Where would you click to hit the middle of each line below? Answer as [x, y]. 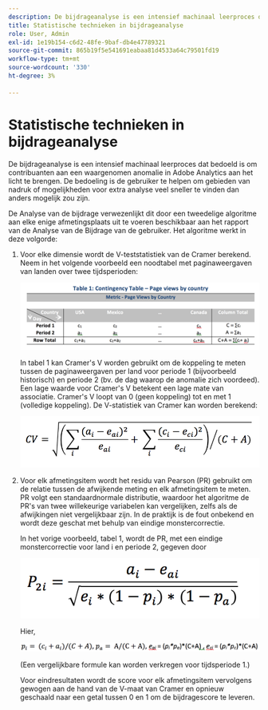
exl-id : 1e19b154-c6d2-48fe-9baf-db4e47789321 [87, 42]
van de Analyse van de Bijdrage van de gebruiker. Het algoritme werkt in [127, 230]
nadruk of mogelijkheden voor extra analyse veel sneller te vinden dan [124, 189]
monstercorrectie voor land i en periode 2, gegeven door [113, 546]
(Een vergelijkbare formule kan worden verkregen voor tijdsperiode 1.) [135, 665]
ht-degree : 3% [32, 76]
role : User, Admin [39, 34]
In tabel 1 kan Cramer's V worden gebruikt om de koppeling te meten [132, 363]
